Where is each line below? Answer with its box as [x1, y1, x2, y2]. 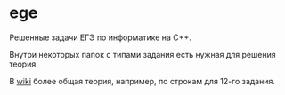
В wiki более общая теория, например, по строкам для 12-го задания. [9, 75, 276, 86]
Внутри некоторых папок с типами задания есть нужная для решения [9, 49, 276, 59]
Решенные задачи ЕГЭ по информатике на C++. [9, 32, 191, 43]
